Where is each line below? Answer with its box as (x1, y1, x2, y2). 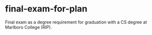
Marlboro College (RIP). (5, 24, 52, 30)
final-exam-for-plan (5, 3, 87, 14)
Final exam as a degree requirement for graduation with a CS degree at (5, 19, 147, 25)
